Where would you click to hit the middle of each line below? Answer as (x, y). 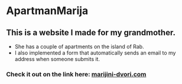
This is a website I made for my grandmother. (91, 33)
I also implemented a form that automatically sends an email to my (95, 53)
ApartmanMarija (47, 11)
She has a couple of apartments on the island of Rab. (79, 46)
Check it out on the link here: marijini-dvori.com (76, 74)
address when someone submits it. (57, 59)
